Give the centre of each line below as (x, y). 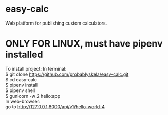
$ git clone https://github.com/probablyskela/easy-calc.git (67, 74)
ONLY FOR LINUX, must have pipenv (84, 44)
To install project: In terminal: (36, 68)
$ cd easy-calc (21, 79)
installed (24, 55)
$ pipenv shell (20, 90)
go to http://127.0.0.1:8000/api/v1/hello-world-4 (55, 107)
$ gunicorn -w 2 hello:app (33, 96)
